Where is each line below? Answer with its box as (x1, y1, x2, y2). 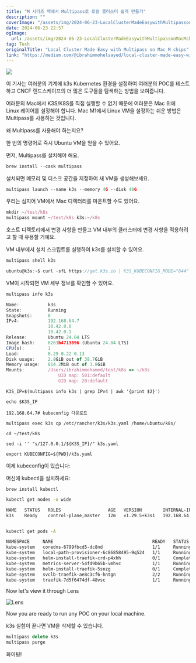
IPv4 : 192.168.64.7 (6, 318, 80, 324)
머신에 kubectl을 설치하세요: (6, 474, 71, 481)
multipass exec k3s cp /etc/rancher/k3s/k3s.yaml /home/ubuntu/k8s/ (6, 420, 176, 426)
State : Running (6, 307, 66, 313)
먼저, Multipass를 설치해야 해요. (6, 152, 79, 159)
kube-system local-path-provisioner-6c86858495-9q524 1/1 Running (6, 550, 192, 556)
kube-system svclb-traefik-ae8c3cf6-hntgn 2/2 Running (6, 572, 192, 577)
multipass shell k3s (6, 258, 57, 264)
